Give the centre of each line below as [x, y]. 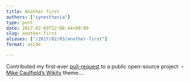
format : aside [24, 45]
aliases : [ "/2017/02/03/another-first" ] [57, 39]
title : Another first [33, 12]
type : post [20, 22]
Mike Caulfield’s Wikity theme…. [45, 73]
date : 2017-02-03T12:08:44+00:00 [47, 28]
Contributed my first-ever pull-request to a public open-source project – [95, 66]
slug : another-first [32, 34]
